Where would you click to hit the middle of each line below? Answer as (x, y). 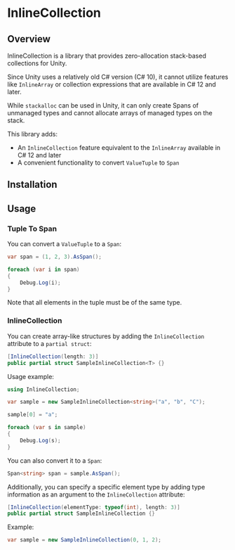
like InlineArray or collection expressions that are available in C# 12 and (112, 84)
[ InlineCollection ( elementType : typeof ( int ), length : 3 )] (94, 507)
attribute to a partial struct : (50, 343)
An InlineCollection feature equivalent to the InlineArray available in (119, 148)
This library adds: (33, 134)
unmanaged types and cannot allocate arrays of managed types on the (110, 113)
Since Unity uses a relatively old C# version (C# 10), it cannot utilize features (118, 77)
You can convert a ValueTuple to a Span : (65, 244)
